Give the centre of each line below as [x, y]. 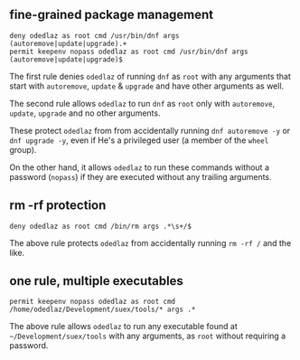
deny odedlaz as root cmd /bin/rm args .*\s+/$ [101, 226]
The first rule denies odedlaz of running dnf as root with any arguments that [150, 76]
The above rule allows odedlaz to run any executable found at [123, 327]
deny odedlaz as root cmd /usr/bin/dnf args [94, 35]
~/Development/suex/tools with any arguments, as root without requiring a [148, 336]
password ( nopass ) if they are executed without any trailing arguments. [141, 176]
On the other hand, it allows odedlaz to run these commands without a [139, 167]
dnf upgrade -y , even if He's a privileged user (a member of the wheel [139, 140]
